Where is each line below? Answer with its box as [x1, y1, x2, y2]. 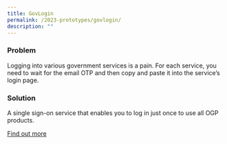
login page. [7, 76, 39, 84]
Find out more [7, 129, 47, 138]
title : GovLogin [7, 10, 54, 17]
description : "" [7, 23, 54, 30]
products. [7, 116, 34, 124]
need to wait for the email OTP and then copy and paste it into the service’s [7, 68, 220, 76]
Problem [7, 45, 36, 55]
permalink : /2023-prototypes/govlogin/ [7, 17, 122, 23]
